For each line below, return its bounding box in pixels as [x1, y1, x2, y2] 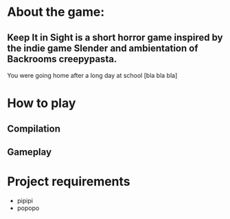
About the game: [7, 4, 105, 20]
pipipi [16, 196, 33, 205]
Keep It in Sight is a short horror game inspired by [7, 32, 223, 43]
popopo [16, 204, 40, 212]
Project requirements [7, 174, 130, 189]
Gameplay [7, 146, 52, 158]
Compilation [7, 123, 60, 134]
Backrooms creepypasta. [7, 53, 117, 65]
